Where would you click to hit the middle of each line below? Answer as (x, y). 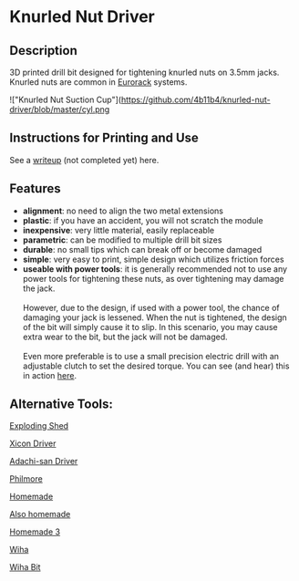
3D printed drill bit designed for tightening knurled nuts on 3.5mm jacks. (144, 72)
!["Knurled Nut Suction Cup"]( (65, 99)
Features (35, 189)
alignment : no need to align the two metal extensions (123, 211)
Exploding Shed (39, 426)
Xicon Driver (33, 443)
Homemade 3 (35, 532)
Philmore (26, 479)
